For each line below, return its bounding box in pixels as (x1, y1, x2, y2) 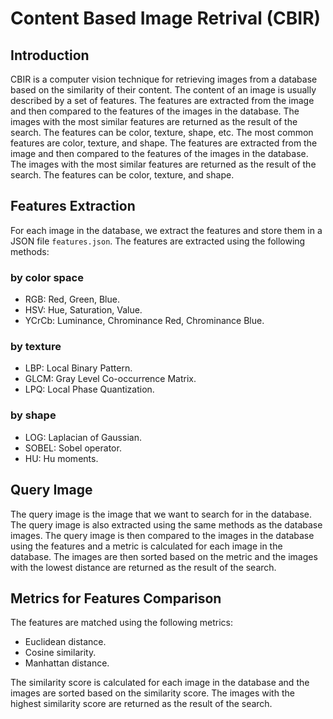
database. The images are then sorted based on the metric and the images (10, 550, 318, 562)
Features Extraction (10, 198, 136, 215)
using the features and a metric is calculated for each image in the (10, 540, 283, 552)
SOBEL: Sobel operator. (24, 442, 122, 454)
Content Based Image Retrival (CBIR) (10, 7, 322, 30)
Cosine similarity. (24, 647, 97, 659)
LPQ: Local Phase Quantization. (24, 383, 155, 396)
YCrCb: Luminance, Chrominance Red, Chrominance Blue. (24, 315, 265, 327)
